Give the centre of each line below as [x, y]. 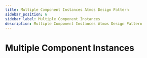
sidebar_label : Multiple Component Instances [53, 19]
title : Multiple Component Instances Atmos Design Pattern [67, 10]
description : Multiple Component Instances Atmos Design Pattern [73, 24]
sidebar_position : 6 [26, 14]
